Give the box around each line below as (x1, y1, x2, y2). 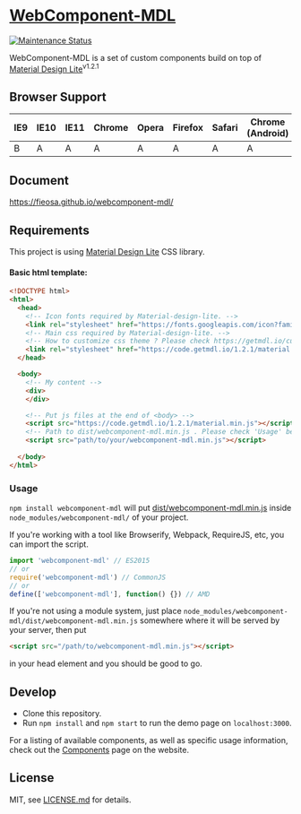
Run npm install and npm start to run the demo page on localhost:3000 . (21, 718, 292, 729)
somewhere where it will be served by (140, 615, 280, 626)
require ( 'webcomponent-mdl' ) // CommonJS (9, 573, 167, 582)
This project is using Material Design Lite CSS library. (9, 247, 205, 257)
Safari (211, 122, 238, 134)
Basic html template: (9, 266, 88, 278)
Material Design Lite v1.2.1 (9, 62, 99, 74)
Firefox (172, 122, 203, 134)
